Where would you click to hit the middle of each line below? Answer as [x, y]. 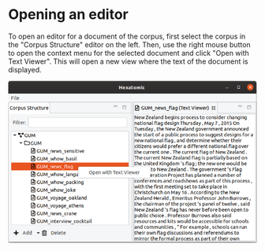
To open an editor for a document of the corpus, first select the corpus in [127, 36]
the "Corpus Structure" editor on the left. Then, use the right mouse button [129, 44]
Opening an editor [68, 15]
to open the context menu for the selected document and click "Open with [129, 53]
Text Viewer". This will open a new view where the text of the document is [128, 61]
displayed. [25, 69]
